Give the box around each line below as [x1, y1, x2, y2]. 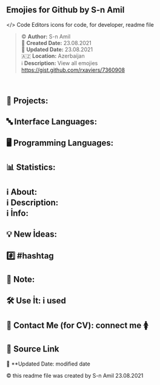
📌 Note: [6, 274, 35, 285]
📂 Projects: [6, 95, 48, 106]
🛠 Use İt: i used [6, 296, 67, 306]
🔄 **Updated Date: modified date [6, 360, 91, 367]
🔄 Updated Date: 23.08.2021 [21, 46, 93, 53]
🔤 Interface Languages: [6, 116, 98, 127]
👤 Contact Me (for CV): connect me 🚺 [6, 320, 148, 330]
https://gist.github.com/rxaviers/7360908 [21, 66, 125, 74]
